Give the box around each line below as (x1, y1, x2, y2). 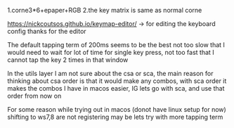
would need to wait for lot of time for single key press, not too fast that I (7, 49, 214, 56)
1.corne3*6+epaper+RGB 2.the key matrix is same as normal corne (7, 6, 202, 14)
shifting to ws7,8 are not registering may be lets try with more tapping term (7, 113, 223, 121)
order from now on (7, 91, 62, 100)
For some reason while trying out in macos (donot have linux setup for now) (7, 105, 226, 113)
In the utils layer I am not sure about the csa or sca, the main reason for (7, 70, 214, 77)
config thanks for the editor (7, 27, 86, 35)
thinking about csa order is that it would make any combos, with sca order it (7, 77, 227, 85)
